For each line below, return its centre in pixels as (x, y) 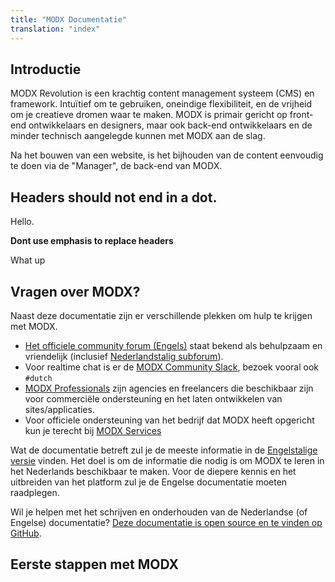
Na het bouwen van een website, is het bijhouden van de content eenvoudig (167, 155)
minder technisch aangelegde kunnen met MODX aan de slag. (138, 136)
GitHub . (26, 533)
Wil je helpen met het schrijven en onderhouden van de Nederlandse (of (159, 512)
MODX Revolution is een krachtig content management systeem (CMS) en (162, 93)
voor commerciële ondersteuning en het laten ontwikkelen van (153, 398)
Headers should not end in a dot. (114, 197)
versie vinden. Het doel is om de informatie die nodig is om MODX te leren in (167, 460)
